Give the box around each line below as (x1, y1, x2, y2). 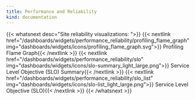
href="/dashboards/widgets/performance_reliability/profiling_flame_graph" (6, 37, 190, 44)
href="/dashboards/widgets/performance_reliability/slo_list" (6, 75, 153, 82)
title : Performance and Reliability (6, 8, 97, 15)
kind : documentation (6, 14, 58, 20)
